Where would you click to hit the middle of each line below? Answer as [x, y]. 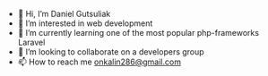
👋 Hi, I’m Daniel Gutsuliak [64, 14]
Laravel [31, 42]
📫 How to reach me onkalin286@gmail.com [99, 62]
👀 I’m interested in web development [85, 23]
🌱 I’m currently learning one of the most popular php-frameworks [138, 33]
